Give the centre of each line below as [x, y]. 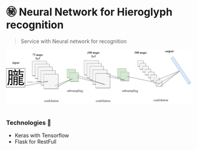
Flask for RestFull [36, 142]
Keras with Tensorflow [42, 135]
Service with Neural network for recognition [74, 41]
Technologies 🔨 [29, 123]
